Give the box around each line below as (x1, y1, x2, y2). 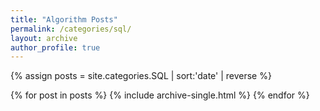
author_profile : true (10, 42, 101, 53)
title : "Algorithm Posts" (10, 14, 118, 25)
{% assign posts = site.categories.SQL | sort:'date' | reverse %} (10, 70, 272, 82)
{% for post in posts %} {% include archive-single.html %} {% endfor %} (10, 89, 310, 101)
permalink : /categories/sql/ (10, 24, 132, 34)
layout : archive (10, 33, 78, 43)
